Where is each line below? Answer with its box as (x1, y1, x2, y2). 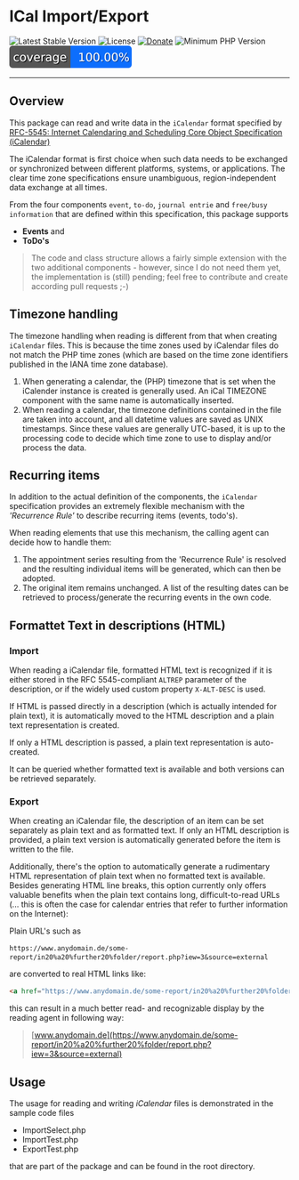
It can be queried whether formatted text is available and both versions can (9, 764, 285, 775)
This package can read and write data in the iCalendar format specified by (9, 117, 283, 128)
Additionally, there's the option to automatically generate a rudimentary (9, 861, 271, 872)
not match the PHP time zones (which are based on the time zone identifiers (9, 349, 289, 360)
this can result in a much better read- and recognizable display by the (9, 1003, 265, 1014)
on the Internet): (9, 909, 69, 919)
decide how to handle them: (9, 537, 112, 548)
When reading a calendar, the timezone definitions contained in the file (21, 404, 282, 415)
